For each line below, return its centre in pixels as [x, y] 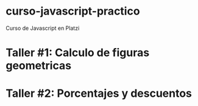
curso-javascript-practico [73, 11]
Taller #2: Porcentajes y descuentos [99, 94]
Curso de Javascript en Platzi [43, 28]
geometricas [38, 66]
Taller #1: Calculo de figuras [78, 53]
